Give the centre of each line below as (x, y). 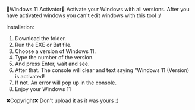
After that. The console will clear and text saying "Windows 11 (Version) (102, 70)
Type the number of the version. (54, 57)
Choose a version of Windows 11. (55, 51)
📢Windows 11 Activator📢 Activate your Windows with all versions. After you (98, 9)
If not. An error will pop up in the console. (66, 83)
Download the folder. (40, 38)
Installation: (20, 27)
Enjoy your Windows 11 (43, 89)
